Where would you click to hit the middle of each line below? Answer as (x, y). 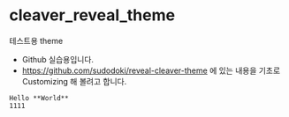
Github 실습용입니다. (58, 59)
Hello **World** (39, 98)
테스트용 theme (36, 40)
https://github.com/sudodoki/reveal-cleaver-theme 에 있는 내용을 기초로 (151, 70)
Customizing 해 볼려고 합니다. (74, 81)
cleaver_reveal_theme (92, 15)
